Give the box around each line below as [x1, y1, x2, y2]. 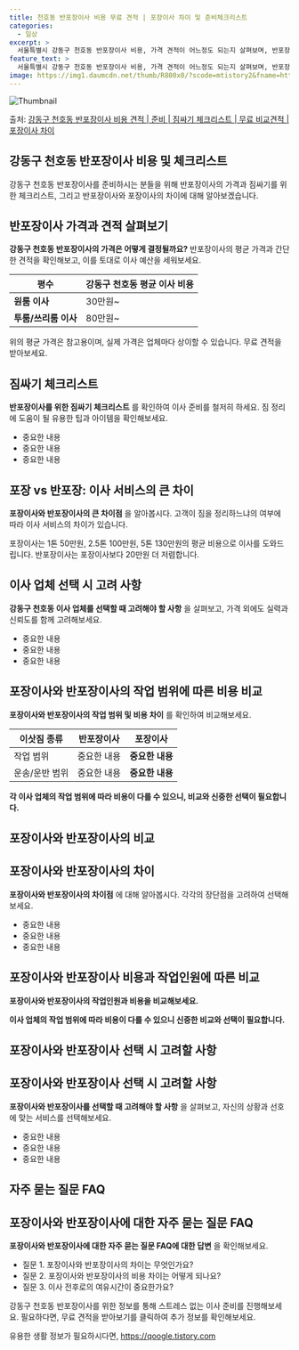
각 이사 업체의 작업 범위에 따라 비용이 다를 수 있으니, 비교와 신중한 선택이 [9, 791, 256, 801]
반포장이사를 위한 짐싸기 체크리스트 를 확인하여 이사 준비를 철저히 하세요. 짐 [9, 402, 270, 412]
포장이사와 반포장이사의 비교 [9, 831, 156, 846]
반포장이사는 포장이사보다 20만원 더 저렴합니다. [35, 549, 200, 559]
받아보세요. [9, 348, 48, 359]
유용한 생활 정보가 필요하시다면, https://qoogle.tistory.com [9, 1330, 216, 1341]
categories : [9, 21, 53, 30]
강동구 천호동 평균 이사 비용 [85, 278, 194, 290]
